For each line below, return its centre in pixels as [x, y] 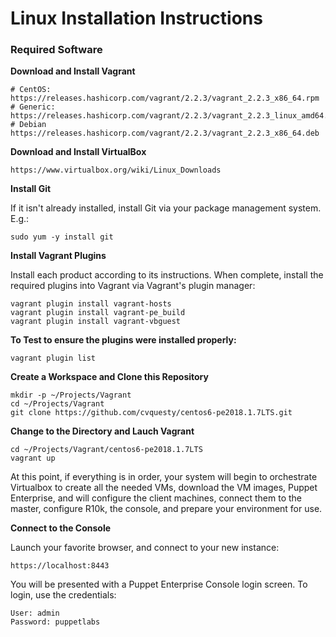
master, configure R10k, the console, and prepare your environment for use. [166, 509]
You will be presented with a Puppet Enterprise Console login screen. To [159, 584]
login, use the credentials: [63, 595]
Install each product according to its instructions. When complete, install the [167, 275]
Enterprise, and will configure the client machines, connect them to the [156, 498]
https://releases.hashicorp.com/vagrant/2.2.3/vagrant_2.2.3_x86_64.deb [165, 133]
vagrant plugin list [53, 358]
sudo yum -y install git [62, 237]
